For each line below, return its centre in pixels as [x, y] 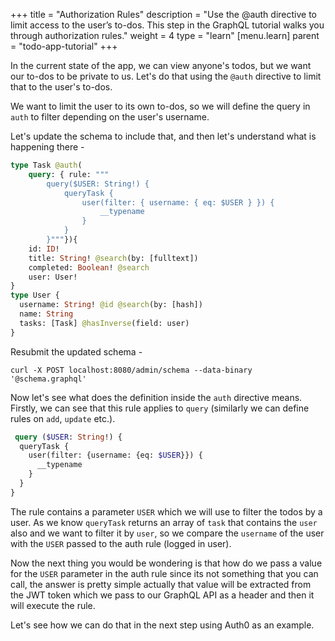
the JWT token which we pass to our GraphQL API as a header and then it [162, 595]
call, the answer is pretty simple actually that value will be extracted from [161, 584]
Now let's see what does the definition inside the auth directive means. [156, 397]
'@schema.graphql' [48, 379]
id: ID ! [44, 249]
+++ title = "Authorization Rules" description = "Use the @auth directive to [163, 14]
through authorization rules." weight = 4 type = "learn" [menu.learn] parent [165, 35]
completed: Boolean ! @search [89, 267]
